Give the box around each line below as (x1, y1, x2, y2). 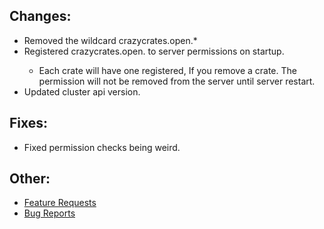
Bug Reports (23, 207, 76, 219)
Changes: (9, 8, 72, 25)
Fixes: (9, 115, 49, 132)
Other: (9, 170, 51, 188)
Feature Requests (23, 197, 97, 209)
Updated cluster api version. (23, 85, 141, 98)
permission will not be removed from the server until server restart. (38, 75, 316, 87)
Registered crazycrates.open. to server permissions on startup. (23, 45, 285, 57)
